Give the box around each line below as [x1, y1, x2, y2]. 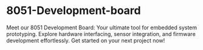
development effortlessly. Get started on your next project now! [6, 37, 165, 44]
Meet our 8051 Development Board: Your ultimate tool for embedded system [6, 24, 198, 31]
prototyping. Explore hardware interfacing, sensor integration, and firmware [6, 30, 196, 37]
